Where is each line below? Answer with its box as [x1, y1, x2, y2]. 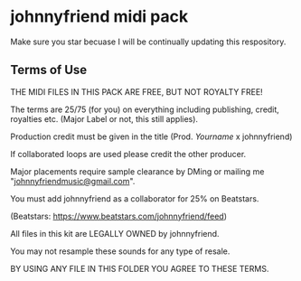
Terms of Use [10, 62, 88, 78]
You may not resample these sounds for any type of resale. [10, 246, 230, 257]
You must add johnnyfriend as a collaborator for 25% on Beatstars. [10, 192, 259, 204]
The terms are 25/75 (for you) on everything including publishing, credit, [10, 104, 279, 115]
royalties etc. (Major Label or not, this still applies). [10, 113, 198, 124]
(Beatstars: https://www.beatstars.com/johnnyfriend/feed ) [10, 211, 228, 221]
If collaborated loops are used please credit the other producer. [10, 148, 247, 159]
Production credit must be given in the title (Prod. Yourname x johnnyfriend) [10, 131, 293, 142]
